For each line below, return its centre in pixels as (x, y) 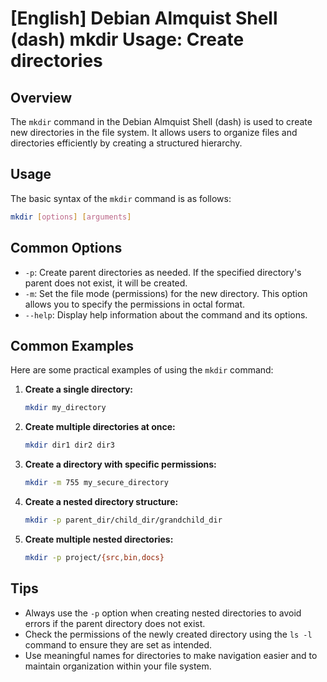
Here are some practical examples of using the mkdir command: (142, 370)
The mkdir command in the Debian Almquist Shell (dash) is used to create (161, 121)
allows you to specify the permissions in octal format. (135, 304)
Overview (41, 97)
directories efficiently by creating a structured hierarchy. (126, 143)
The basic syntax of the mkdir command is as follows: (121, 198)
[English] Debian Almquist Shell (144, 18)
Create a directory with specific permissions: (120, 464)
